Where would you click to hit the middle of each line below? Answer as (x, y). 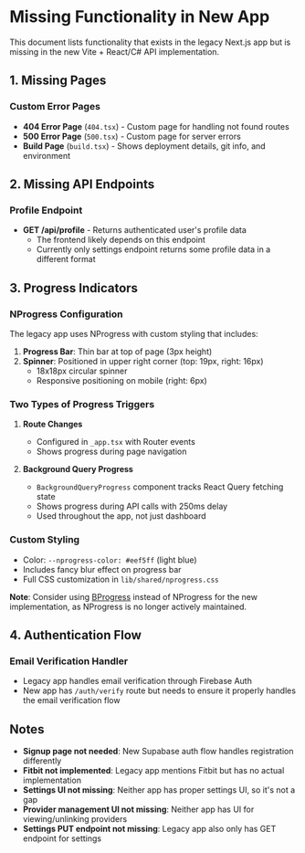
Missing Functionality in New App (140, 17)
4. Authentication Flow (75, 635)
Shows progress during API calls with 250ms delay (132, 506)
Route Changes (53, 424)
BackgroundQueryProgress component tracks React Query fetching (160, 487)
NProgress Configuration (66, 314)
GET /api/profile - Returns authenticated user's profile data (134, 230)
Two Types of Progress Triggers (82, 404)
